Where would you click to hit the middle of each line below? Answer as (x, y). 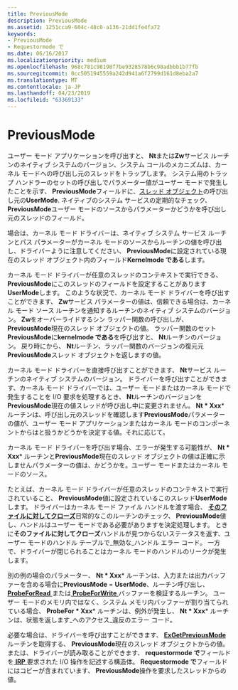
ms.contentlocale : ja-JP (44, 87)
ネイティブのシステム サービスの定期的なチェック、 (136, 200)
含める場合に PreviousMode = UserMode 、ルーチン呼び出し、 (117, 584)
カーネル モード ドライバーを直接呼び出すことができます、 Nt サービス (110, 370)
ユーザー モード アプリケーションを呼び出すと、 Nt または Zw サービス (108, 155)
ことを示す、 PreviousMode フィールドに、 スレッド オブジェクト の (111, 191)
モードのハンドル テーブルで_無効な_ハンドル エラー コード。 (117, 542)
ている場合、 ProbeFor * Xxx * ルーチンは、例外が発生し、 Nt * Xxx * (108, 611)
